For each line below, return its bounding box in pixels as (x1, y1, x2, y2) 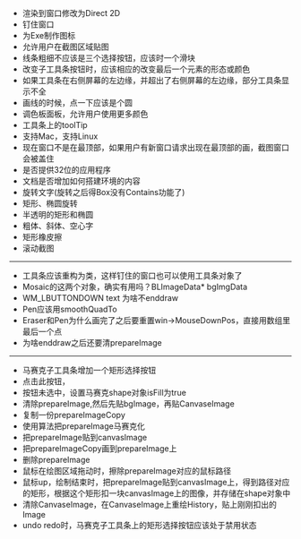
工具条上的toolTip (21, 120, 88, 130)
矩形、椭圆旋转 (21, 198, 78, 209)
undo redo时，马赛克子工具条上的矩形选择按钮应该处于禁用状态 (21, 520, 257, 530)
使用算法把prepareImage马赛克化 (21, 421, 145, 432)
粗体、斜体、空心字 (21, 220, 94, 231)
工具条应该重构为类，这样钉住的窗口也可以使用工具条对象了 (21, 270, 243, 280)
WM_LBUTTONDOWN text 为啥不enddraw (21, 293, 179, 303)
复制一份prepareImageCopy (21, 410, 125, 420)
